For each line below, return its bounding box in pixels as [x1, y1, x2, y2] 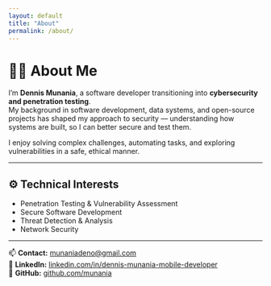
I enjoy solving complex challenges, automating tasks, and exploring [8, 138, 236, 147]
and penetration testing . [8, 97, 91, 106]
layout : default [8, 11, 63, 20]
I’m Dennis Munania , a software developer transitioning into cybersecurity [8, 88, 258, 97]
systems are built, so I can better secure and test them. [8, 122, 192, 132]
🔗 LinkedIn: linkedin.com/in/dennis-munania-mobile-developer [8, 259, 218, 270]
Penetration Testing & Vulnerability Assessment [19, 199, 178, 209]
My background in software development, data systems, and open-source [8, 106, 256, 115]
